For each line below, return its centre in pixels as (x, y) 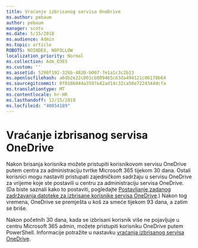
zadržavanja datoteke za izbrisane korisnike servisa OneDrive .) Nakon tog (97, 196)
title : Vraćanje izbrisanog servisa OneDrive (63, 12)
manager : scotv (25, 28)
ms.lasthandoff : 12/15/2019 (41, 100)
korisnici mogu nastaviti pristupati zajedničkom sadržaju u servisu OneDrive (99, 177)
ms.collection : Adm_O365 (37, 61)
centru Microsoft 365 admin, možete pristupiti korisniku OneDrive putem (95, 226)
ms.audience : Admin (30, 39)
